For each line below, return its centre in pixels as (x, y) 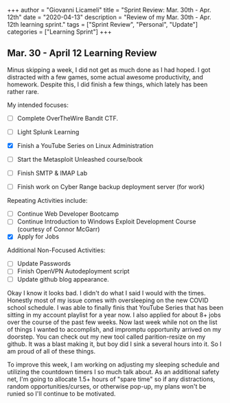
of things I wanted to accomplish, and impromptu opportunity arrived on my (114, 329)
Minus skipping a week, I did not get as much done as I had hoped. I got (109, 70)
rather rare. (23, 91)
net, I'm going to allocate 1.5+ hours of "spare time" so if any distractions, (111, 379)
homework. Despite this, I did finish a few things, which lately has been (107, 84)
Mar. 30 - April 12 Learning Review (82, 53)
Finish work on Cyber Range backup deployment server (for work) (111, 187)
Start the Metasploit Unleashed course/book (80, 159)
